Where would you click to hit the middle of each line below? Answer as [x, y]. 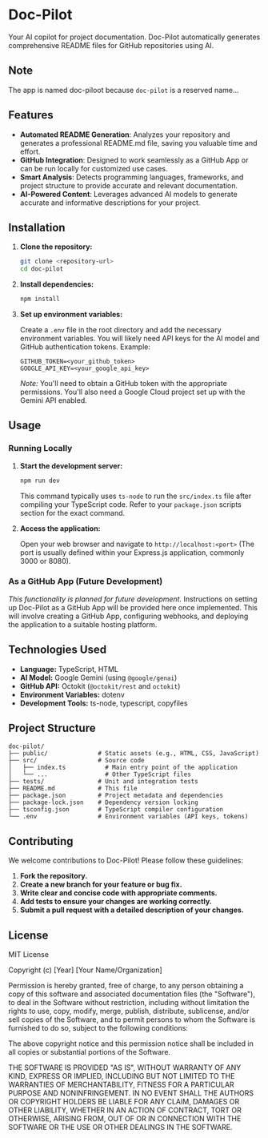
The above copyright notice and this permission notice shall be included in [131, 1044]
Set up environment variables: [71, 314]
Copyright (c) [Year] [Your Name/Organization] [85, 970]
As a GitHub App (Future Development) [86, 581]
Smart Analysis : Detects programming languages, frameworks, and [132, 177]
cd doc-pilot [42, 269]
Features [31, 115]
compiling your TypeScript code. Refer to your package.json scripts [130, 504]
